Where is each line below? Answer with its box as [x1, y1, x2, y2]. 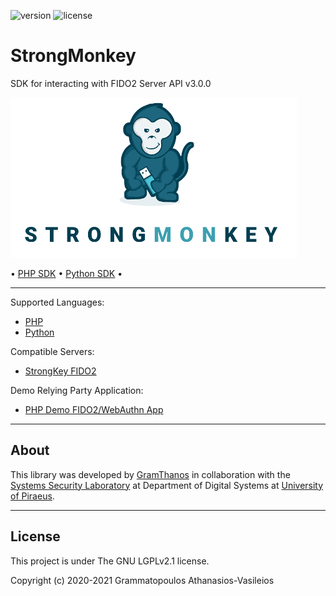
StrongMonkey [10, 45, 137, 67]
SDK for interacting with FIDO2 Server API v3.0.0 [10, 77, 212, 89]
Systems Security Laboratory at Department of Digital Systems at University [10, 479, 324, 491]
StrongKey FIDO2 [24, 365, 97, 377]
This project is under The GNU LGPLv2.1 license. [10, 555, 210, 567]
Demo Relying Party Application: [10, 384, 144, 396]
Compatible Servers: [10, 345, 95, 357]
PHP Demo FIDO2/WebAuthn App [24, 403, 164, 415]
